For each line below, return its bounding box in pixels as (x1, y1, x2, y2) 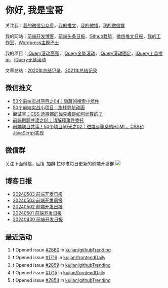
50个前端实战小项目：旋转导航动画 (12, 104, 85, 111)
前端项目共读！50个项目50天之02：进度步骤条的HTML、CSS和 (12, 123, 144, 129)
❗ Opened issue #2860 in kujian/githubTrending (12, 247, 111, 253)
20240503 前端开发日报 (12, 191, 63, 197)
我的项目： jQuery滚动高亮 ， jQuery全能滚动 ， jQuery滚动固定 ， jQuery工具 (5, 50, 158, 56)
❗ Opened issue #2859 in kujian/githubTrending (12, 262, 111, 268)
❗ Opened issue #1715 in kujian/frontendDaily (12, 270, 106, 276)
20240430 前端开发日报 (12, 217, 63, 223)
